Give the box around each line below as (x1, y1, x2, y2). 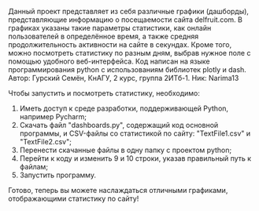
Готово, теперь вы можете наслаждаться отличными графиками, (8, 186, 228, 195)
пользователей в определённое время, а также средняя (8, 31, 199, 41)
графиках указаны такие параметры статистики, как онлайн (8, 24, 212, 32)
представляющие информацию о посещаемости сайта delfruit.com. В (8, 15, 242, 24)
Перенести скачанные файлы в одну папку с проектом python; (19, 145, 232, 155)
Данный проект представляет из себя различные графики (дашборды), (8, 7, 250, 16)
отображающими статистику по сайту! (8, 194, 139, 203)
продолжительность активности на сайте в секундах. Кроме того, (8, 40, 232, 49)
